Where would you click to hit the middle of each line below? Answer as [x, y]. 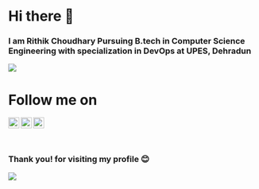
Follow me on [53, 100]
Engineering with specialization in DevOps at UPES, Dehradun [130, 51]
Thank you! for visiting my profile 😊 [79, 160]
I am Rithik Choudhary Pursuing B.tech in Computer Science [127, 41]
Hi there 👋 [41, 16]
